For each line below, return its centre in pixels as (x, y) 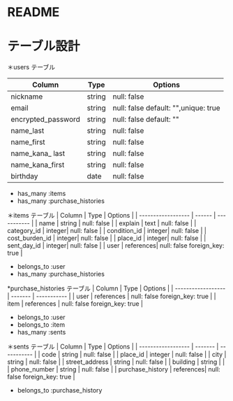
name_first (28, 142)
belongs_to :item (41, 325)
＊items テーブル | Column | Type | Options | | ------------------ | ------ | (112, 216)
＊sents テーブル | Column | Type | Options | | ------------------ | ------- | (113, 346)
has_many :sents (42, 332)
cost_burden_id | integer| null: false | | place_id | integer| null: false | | (107, 238)
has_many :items (42, 194)
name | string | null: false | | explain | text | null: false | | (118, 223)
